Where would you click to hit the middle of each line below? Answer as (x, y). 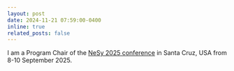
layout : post (26, 14)
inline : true (26, 26)
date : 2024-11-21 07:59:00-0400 (54, 20)
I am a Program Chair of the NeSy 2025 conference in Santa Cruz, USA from (117, 53)
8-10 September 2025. (39, 61)
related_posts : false (39, 33)
